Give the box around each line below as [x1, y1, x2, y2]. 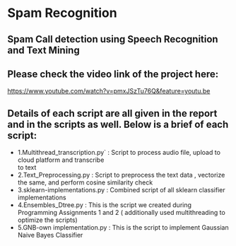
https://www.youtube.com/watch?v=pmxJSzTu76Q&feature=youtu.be [7, 87, 211, 95]
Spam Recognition [7, 5, 118, 21]
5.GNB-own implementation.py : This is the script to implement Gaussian [17, 223, 229, 232]
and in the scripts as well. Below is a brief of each [7, 118, 229, 130]
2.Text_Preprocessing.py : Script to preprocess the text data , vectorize [17, 171, 225, 180]
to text [17, 163, 37, 172]
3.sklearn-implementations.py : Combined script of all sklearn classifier [17, 186, 226, 194]
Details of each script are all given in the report [7, 107, 218, 119]
